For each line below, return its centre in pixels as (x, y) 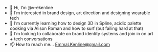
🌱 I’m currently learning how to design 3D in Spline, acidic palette (76, 23)
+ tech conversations (31, 39)
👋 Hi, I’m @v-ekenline (31, 8)
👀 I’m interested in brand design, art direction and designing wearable (80, 13)
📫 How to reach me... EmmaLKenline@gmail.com (60, 44)
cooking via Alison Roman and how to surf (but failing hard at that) (76, 28)
